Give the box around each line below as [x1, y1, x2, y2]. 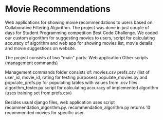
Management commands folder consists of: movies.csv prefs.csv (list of [5, 69, 150, 75]
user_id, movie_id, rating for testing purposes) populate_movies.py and [5, 74, 147, 80]
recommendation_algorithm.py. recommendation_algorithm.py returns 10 [5, 104, 151, 110]
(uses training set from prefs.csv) [5, 90, 72, 96]
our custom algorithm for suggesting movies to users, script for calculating [5, 35, 155, 41]
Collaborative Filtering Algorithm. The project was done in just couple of [5, 24, 149, 30]
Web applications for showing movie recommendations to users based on [5, 19, 153, 25]
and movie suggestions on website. [5, 45, 76, 51]
